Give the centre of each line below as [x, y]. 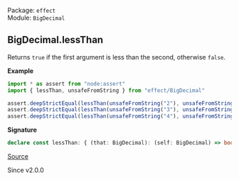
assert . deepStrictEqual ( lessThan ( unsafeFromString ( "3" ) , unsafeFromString [121, 110]
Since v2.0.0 [26, 170]
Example [21, 71]
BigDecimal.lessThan [55, 40]
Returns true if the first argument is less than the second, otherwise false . [117, 57]
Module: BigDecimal [36, 18]
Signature [22, 130]
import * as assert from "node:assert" [67, 84]
